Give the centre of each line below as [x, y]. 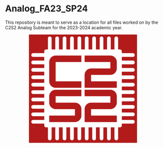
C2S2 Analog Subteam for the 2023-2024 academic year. [64, 27]
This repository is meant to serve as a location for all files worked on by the [82, 22]
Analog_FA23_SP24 [46, 9]
